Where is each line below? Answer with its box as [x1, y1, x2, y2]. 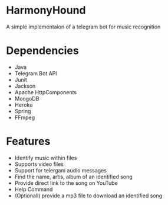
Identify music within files [14, 154, 77, 161]
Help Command [14, 185, 53, 193]
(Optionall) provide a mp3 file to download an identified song [14, 192, 163, 199]
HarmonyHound [6, 4, 86, 17]
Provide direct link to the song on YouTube [14, 179, 118, 187]
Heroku [14, 101, 33, 108]
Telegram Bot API [14, 69, 57, 77]
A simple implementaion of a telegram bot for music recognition [6, 23, 161, 30]
